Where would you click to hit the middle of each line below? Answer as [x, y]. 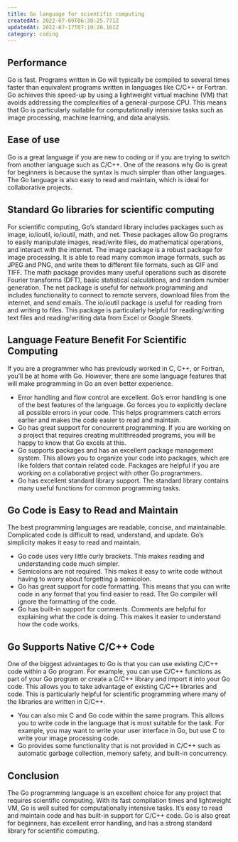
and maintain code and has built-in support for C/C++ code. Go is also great [119, 815]
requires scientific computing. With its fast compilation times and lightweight [119, 800]
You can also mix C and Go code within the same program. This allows [121, 715]
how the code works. [48, 624]
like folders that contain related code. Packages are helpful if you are [118, 465]
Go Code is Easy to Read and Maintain [93, 510]
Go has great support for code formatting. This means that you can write [124, 586]
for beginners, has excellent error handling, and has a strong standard [110, 823]
